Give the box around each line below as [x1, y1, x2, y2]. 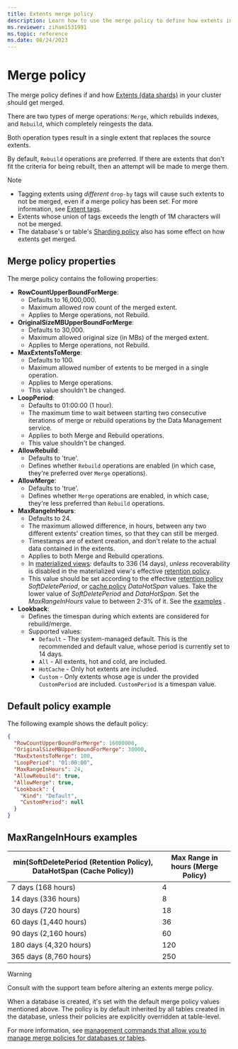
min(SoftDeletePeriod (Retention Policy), [13, 857, 154, 867]
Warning [7, 970, 32, 978]
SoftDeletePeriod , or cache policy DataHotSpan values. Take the [28, 582, 217, 590]
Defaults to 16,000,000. [28, 295, 97, 304]
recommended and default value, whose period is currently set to [38, 642, 230, 650]
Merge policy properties [7, 255, 116, 267]
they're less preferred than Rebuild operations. [28, 499, 165, 507]
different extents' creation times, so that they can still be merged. [28, 529, 219, 538]
